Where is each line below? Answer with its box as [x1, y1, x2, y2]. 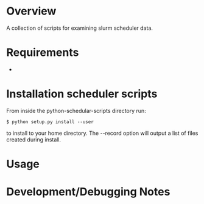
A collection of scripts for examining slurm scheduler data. [6, 24, 153, 32]
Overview [6, 4, 57, 18]
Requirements [6, 46, 79, 59]
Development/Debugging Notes [6, 185, 171, 199]
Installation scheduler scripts [6, 87, 158, 101]
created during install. [6, 135, 62, 143]
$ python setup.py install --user [6, 118, 94, 125]
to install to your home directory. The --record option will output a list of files [6, 129, 199, 137]
